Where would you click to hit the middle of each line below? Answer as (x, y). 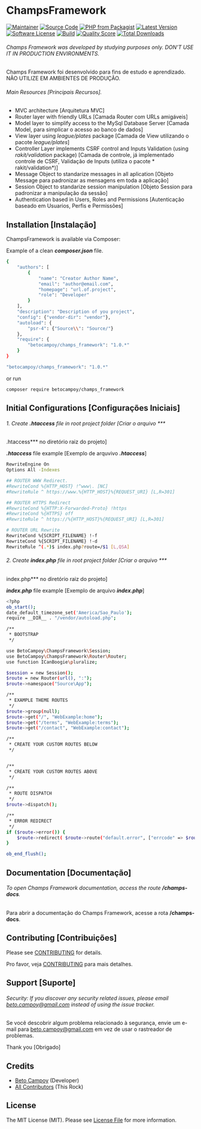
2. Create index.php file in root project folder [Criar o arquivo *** (86, 561)
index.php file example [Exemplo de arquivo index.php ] (75, 591)
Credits (20, 1066)
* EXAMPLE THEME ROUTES (38, 701)
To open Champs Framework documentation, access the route (84, 888)
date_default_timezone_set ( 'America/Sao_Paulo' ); (69, 613)
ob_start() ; (21, 607)
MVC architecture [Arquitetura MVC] (60, 111)
